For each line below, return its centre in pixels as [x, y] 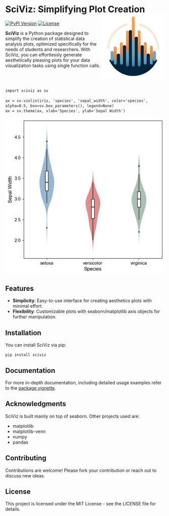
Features [19, 288]
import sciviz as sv [27, 90]
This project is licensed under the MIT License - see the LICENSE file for [80, 504]
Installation [23, 333]
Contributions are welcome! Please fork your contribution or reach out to [81, 470]
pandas [20, 442]
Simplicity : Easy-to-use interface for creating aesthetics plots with [82, 301]
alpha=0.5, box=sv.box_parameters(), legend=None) [60, 106]
